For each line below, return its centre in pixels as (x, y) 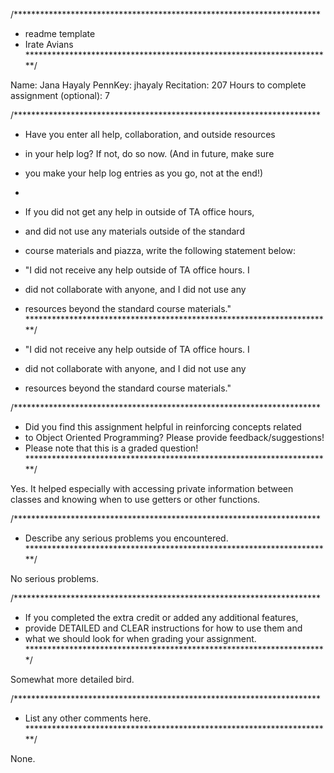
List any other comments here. (88, 718)
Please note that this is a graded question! (111, 448)
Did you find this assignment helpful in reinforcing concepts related (163, 427)
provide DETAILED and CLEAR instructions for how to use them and (163, 628)
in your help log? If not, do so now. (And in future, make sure (149, 153)
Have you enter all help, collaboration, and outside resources (150, 134)
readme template (60, 33)
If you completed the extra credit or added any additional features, (161, 617)
